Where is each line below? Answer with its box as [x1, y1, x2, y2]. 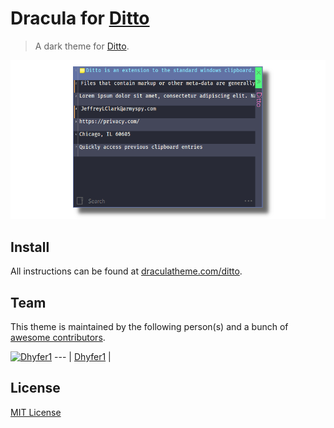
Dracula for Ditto [10, 7, 150, 30]
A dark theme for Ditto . [34, 40, 130, 52]
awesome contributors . [10, 331, 106, 343]
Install [10, 238, 50, 256]
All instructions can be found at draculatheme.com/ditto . [10, 265, 243, 277]
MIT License [10, 406, 62, 418]
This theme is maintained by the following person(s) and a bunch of [10, 320, 289, 332]
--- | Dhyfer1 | [54, 350, 112, 362]
